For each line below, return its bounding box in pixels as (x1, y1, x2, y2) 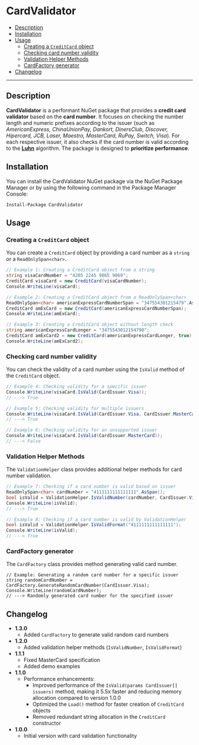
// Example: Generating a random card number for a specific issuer (6, 572, 179, 578)
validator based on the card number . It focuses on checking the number (6, 113, 184, 120)
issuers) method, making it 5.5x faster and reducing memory (32, 688, 182, 695)
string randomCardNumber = (6, 577, 73, 583)
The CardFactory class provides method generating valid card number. (6, 561, 178, 568)
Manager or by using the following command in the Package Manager (6, 184, 176, 191)
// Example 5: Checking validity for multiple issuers (6, 405, 145, 411)
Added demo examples (23, 663, 81, 670)
